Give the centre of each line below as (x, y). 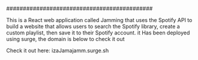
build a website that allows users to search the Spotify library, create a (93, 26)
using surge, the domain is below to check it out (65, 39)
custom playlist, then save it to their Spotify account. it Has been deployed (98, 33)
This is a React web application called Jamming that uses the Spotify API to (99, 20)
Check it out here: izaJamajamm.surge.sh (58, 50)
